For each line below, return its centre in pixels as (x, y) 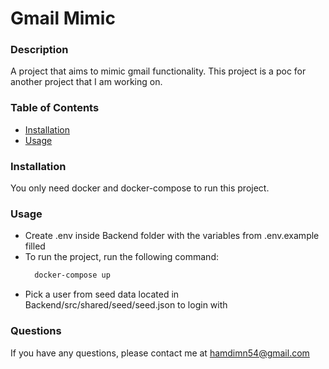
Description (39, 50)
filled (35, 246)
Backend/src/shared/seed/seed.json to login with (126, 305)
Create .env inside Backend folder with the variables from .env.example (172, 236)
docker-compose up (72, 275)
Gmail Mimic (63, 18)
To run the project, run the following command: (121, 257)
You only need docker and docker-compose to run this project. (140, 188)
